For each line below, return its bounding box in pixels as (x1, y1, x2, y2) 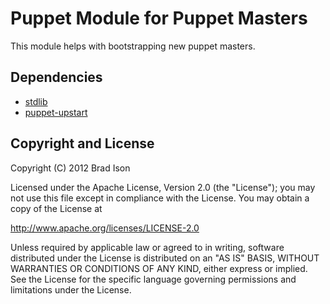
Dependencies (10, 69, 103, 86)
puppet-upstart (24, 106, 88, 118)
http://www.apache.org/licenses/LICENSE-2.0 (10, 222, 200, 234)
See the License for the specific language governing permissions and (10, 273, 297, 285)
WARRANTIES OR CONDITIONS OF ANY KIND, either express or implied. (10, 262, 308, 274)
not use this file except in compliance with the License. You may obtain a (10, 192, 310, 204)
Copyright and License (10, 135, 155, 152)
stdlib (24, 95, 48, 107)
